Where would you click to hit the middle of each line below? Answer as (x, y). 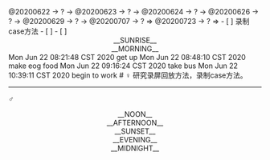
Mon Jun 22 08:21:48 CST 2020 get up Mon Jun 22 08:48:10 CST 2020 (127, 57)
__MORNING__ (135, 49)
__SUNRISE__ (135, 40)
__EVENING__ (135, 140)
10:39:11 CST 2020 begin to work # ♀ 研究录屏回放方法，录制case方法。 (128, 75)
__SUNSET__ (135, 131)
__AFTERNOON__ (135, 123)
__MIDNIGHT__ (135, 148)
